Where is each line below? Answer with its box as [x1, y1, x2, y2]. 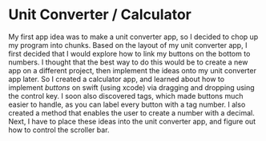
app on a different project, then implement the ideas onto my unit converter [8, 65, 256, 75]
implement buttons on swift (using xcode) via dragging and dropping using [8, 82, 255, 92]
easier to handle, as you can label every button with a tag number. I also [8, 100, 246, 109]
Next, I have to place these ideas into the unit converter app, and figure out [8, 116, 256, 126]
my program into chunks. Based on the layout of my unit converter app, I [8, 40, 248, 49]
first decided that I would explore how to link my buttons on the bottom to [8, 49, 251, 58]
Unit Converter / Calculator [8, 6, 192, 24]
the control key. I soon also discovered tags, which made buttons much [8, 91, 244, 100]
